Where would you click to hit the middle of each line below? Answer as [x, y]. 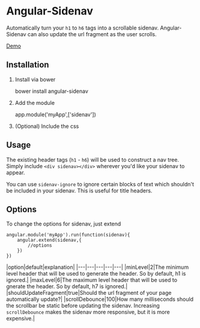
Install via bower [35, 79]
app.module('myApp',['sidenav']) [55, 114]
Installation [28, 65]
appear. [16, 172]
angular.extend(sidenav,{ [50, 240]
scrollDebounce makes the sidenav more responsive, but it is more [88, 312]
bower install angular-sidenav [52, 91]
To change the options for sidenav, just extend [64, 224]
